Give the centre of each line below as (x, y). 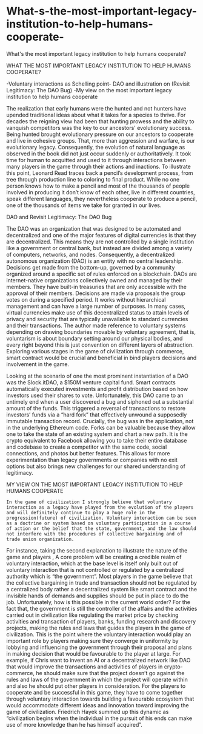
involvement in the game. (38, 364)
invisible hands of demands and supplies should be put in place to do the (98, 596)
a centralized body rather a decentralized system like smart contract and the (102, 589)
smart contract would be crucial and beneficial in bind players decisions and (101, 358)
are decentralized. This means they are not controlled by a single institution (100, 242)
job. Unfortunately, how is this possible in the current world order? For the (98, 602)
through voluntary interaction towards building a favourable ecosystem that (100, 699)
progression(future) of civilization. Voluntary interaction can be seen (101, 518)
